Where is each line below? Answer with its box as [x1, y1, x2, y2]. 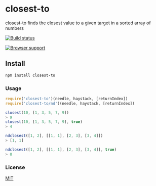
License [5, 164, 25, 171]
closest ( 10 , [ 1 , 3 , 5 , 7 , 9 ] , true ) [5, 119, 83, 124]
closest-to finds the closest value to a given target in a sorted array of [5, 20, 151, 26]
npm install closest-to [5, 73, 56, 78]
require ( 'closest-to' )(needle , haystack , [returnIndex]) [5, 96, 128, 101]
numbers [5, 25, 24, 31]
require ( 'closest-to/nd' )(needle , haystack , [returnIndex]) [5, 101, 135, 106]
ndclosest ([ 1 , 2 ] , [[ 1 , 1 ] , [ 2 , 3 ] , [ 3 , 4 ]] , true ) [5, 147, 117, 152]
